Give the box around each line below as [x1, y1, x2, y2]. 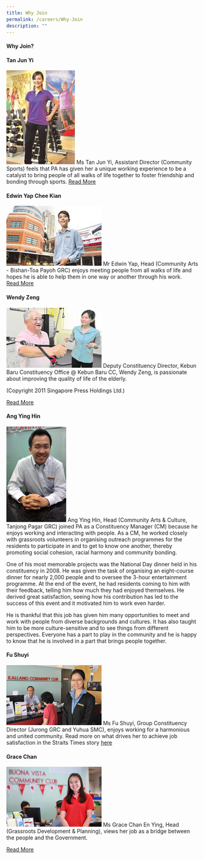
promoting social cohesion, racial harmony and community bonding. [6, 549, 178, 556]
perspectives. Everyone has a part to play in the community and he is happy [6, 631, 197, 638]
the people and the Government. [6, 834, 88, 841]
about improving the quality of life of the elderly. [6, 375, 127, 382]
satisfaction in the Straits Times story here [6, 739, 113, 746]
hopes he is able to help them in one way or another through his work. [6, 273, 182, 280]
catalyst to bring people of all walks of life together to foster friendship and [6, 172, 195, 179]
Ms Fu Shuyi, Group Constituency [102, 719, 188, 726]
